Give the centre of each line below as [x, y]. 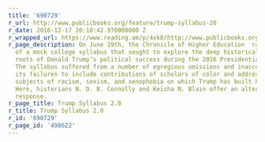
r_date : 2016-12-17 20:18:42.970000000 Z [77, 30]
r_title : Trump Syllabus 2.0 [56, 111]
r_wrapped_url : [33, 37]
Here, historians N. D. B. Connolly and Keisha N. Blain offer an [127, 89]
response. [31, 96]
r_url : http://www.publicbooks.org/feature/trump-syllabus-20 [112, 23]
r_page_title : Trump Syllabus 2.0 [65, 103]
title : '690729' [35, 15]
